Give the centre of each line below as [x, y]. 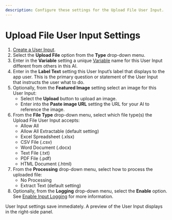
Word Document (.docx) [46, 147]
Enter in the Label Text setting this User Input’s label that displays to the [89, 71]
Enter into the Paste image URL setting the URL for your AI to [85, 104]
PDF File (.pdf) [36, 158]
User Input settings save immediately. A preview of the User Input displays [84, 206]
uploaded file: [27, 174]
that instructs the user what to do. [49, 82]
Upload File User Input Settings [73, 35]
